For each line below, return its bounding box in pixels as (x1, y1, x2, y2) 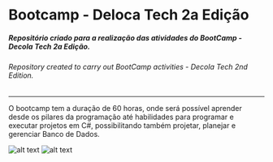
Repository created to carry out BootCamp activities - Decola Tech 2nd (8, 62, 248, 72)
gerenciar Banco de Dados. (8, 129, 100, 139)
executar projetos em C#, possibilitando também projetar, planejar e (8, 120, 236, 130)
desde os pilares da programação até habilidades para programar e (8, 112, 234, 122)
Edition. (8, 70, 34, 80)
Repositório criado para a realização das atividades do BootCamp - (8, 32, 242, 42)
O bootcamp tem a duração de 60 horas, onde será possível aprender (8, 103, 242, 113)
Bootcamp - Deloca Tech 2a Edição (8, 6, 249, 24)
